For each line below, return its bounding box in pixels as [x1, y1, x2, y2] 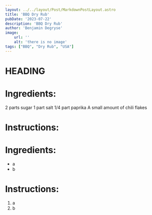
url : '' [14, 35, 30, 40]
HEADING [5, 65, 45, 77]
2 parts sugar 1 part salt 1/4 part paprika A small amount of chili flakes [5, 105, 147, 110]
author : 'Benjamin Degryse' [5, 26, 63, 31]
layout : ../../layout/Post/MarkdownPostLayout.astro [5, 7, 116, 12]
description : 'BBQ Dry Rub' [5, 21, 63, 26]
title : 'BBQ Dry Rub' [5, 12, 50, 17]
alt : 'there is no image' [14, 40, 68, 45]
